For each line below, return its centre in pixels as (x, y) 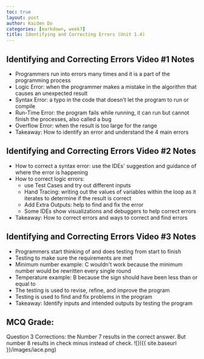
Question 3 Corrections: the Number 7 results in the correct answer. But (96, 337)
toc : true (19, 12)
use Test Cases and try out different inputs (77, 185)
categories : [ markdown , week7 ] (46, 29)
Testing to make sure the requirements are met (73, 258)
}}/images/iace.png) (31, 350)
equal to (25, 284)
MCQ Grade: (30, 322)
